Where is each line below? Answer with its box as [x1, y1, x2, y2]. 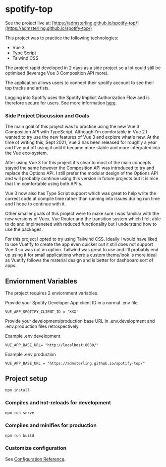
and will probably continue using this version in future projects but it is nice [5, 176, 159, 182]
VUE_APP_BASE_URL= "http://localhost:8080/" [5, 343, 99, 348]
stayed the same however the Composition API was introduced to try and [5, 165, 155, 171]
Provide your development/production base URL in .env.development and [5, 318, 155, 324]
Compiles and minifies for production [5, 422, 97, 429]
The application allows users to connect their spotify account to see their [5, 80, 155, 86]
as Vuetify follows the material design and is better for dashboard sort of [5, 257, 154, 263]
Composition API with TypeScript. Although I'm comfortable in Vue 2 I [5, 129, 148, 135]
